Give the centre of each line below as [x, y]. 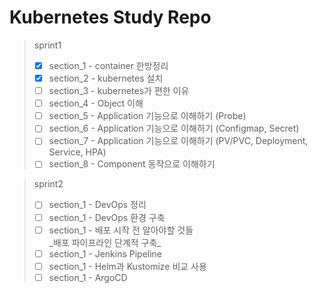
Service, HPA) [77, 152]
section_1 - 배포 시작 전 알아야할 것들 [121, 230]
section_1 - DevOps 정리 [97, 205]
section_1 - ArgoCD [88, 277]
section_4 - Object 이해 [96, 103]
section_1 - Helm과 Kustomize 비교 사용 [127, 266]
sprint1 [47, 45]
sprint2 [48, 184]
